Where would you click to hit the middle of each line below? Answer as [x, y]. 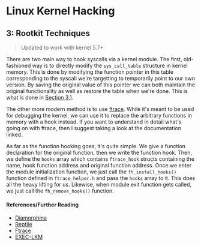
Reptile [23, 224]
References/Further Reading [43, 205]
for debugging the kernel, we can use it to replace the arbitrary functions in [99, 115]
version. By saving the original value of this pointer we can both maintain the [101, 85]
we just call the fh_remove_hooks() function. [60, 191]
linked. [14, 134]
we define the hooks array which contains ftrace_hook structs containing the [100, 159]
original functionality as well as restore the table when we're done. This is [97, 91]
